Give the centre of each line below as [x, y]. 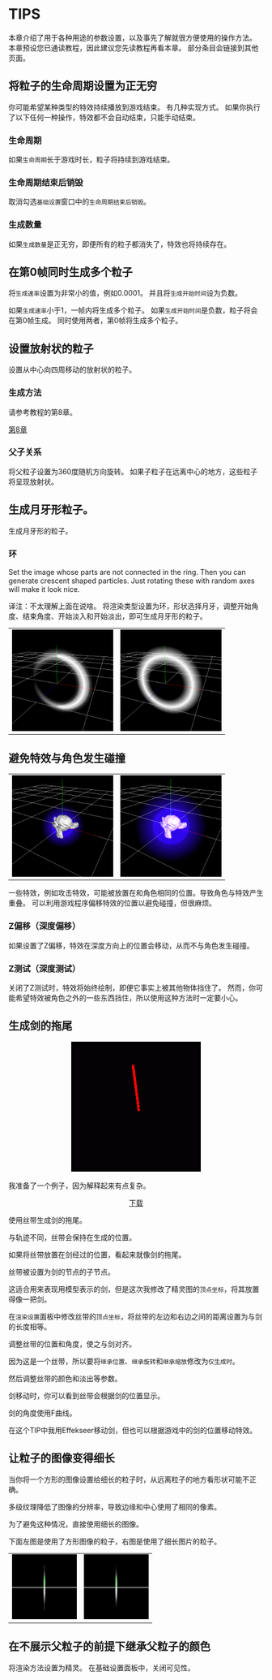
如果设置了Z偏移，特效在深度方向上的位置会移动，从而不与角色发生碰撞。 [131, 945]
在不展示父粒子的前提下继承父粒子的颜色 [109, 1646]
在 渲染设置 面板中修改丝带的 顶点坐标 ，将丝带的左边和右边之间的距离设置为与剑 [136, 1316]
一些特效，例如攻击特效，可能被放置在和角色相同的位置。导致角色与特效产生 [136, 893]
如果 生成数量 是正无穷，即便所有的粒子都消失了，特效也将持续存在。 [120, 244]
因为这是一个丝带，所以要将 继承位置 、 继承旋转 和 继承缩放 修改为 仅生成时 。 [124, 1361]
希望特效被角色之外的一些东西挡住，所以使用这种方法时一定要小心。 [129, 998]
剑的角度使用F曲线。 [42, 1413]
